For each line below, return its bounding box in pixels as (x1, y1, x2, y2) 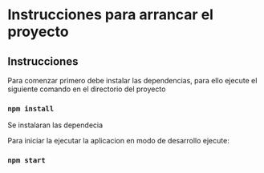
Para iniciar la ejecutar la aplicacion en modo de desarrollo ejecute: (7, 136, 229, 146)
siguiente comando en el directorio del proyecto (7, 84, 166, 94)
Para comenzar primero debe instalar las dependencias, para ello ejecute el (7, 76, 258, 85)
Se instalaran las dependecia (7, 120, 104, 130)
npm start (7, 156, 46, 165)
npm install (7, 104, 55, 113)
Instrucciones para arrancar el (7, 6, 214, 24)
